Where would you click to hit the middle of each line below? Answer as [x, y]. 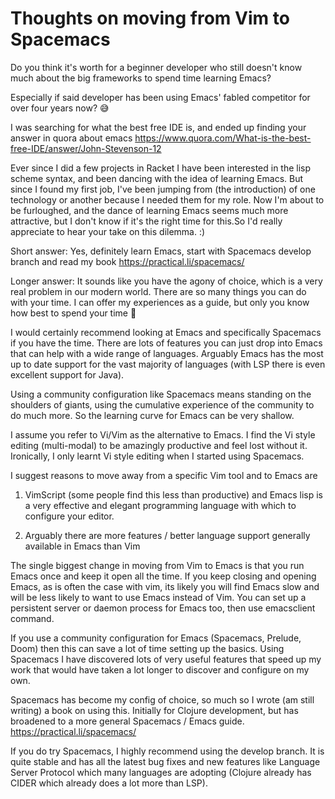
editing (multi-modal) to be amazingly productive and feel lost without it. [159, 445]
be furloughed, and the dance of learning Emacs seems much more [149, 210]
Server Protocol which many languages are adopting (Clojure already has [161, 772]
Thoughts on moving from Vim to [150, 18]
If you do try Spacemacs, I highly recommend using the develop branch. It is [167, 751]
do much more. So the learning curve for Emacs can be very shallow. [152, 415]
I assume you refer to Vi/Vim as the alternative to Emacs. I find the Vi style [163, 434]
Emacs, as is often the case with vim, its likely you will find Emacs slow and [165, 586]
